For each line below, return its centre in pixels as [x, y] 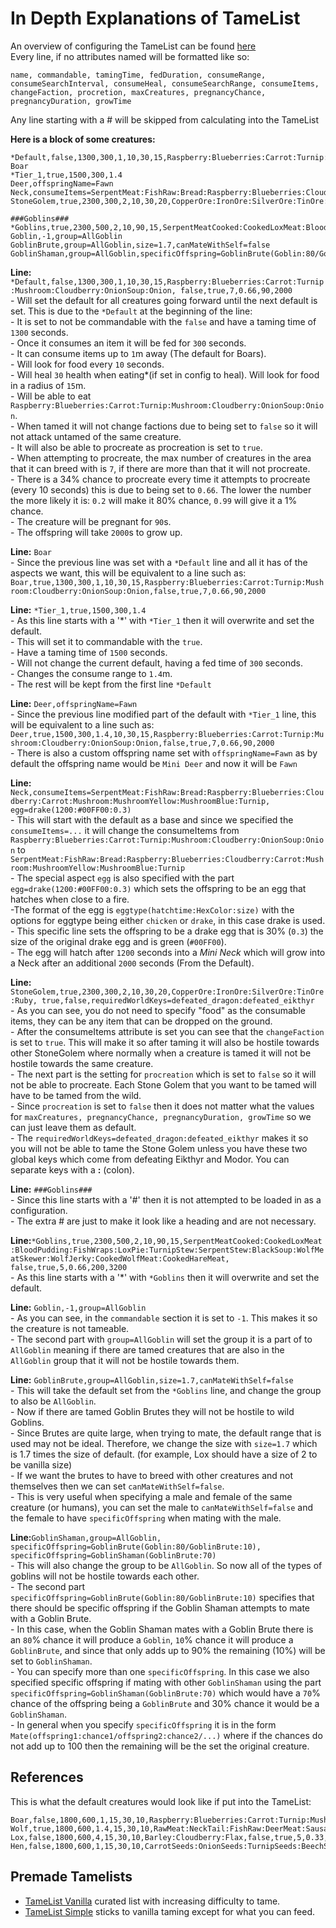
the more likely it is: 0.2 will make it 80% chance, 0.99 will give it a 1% [154, 500]
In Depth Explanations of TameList [155, 18]
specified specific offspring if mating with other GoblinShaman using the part [166, 1682]
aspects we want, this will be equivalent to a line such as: [128, 573]
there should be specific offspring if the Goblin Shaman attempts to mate [160, 1608]
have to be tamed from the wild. [76, 1095]
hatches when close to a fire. [70, 899]
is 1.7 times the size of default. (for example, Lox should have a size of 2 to [164, 1454]
